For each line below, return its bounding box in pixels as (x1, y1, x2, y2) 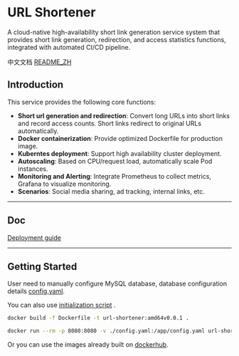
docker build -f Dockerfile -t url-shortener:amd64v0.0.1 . (7, 315, 190, 322)
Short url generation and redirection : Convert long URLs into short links (17, 111, 230, 120)
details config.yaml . (7, 287, 65, 295)
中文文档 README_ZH (7, 58, 72, 66)
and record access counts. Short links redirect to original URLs (17, 119, 201, 127)
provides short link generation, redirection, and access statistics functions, (7, 35, 226, 43)
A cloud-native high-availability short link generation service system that (7, 28, 221, 36)
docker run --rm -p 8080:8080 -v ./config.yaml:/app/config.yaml (7, 328, 205, 335)
